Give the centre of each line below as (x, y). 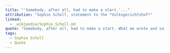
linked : (13, 19)
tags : (11, 33)
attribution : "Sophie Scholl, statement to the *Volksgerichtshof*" (79, 15)
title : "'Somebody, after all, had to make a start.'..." (68, 10)
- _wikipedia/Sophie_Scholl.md (43, 24)
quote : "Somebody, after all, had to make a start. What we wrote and (81, 29)
